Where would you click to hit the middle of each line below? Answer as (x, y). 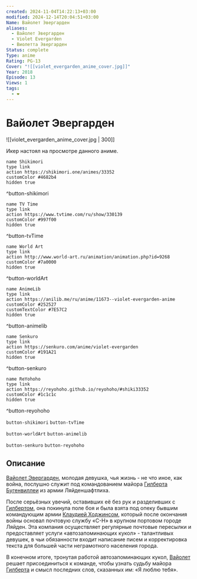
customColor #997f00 (32, 220)
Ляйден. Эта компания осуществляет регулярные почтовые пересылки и (99, 526)
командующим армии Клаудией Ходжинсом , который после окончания (97, 514)
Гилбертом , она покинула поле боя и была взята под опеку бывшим (92, 508)
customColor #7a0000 (32, 262)
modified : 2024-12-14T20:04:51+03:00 (52, 17)
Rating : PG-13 (24, 61)
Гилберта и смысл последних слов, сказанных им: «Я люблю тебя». (92, 570)
